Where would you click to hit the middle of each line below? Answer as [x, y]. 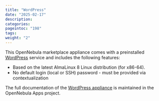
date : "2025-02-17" [26, 15]
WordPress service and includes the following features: [63, 57]
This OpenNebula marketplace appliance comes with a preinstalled [75, 52]
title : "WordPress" [26, 10]
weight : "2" [18, 38]
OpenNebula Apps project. [33, 93]
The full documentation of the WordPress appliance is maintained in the [80, 87]
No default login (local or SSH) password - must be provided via [79, 72]
